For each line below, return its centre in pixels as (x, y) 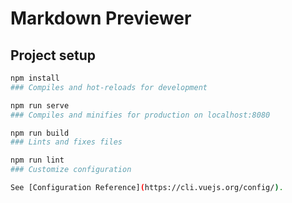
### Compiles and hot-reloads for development (109, 87)
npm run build (40, 133)
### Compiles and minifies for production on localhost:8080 (140, 115)
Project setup (53, 55)
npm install (35, 78)
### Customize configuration (71, 170)
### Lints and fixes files (66, 142)
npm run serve (40, 105)
